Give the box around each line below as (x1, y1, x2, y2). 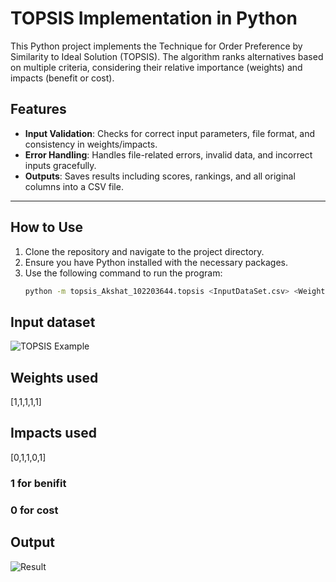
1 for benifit (10, 476, 67, 490)
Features (10, 101, 67, 118)
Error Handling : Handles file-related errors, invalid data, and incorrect (24, 148, 313, 161)
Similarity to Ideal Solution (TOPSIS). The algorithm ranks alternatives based (10, 50, 324, 62)
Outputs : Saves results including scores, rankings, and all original (24, 170, 296, 182)
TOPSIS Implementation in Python (10, 7, 298, 30)
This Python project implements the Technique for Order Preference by (10, 40, 303, 52)
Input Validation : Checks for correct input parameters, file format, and (24, 127, 316, 139)
